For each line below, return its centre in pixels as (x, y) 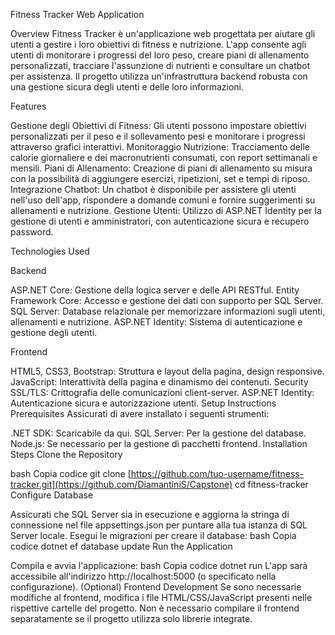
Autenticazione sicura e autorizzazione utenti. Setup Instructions (143, 403)
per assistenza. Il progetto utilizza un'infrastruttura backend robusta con (159, 76)
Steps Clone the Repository (66, 454)
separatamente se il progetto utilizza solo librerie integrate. (131, 618)
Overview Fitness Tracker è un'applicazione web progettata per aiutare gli (163, 33)
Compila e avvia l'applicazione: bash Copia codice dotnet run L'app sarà (159, 565)
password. (32, 232)
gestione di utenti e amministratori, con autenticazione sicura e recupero (160, 221)
